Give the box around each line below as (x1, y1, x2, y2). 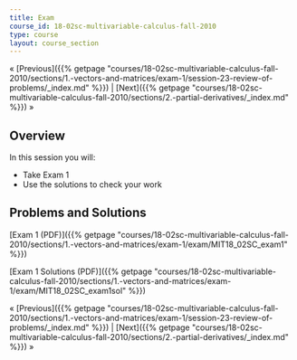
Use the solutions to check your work (22, 179, 163, 190)
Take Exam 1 (22, 169, 70, 181)
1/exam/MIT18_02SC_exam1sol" (9, 285, 127, 296)
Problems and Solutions (9, 205, 147, 221)
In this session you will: (9, 152, 96, 163)
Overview (9, 128, 66, 143)
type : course (9, 30, 59, 39)
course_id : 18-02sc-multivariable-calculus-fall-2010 (9, 22, 217, 31)
